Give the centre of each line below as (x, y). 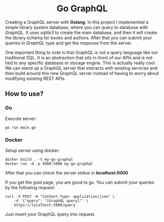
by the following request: (30, 187)
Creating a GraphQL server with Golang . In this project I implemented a (77, 22)
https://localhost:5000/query (45, 205)
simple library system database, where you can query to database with (77, 27)
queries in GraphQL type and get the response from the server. (69, 43)
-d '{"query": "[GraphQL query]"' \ (51, 201)
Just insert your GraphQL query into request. (50, 214)
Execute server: (21, 119)
